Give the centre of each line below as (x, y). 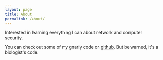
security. (14, 38)
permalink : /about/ (25, 19)
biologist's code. (22, 52)
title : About (18, 14)
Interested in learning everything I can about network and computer (74, 33)
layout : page (18, 10)
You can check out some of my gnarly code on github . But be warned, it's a (82, 47)
